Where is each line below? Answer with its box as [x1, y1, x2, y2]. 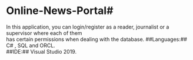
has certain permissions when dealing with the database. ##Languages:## [6, 36, 187, 43]
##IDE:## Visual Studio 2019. [6, 48, 77, 55]
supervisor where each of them [6, 29, 82, 36]
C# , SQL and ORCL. [6, 42, 56, 49]
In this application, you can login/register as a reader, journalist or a [6, 23, 169, 30]
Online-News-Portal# [6, 4, 114, 17]
